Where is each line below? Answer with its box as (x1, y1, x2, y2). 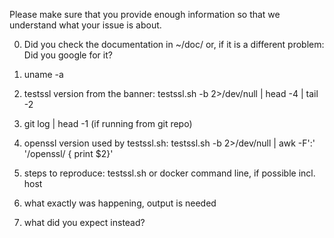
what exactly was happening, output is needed (23, 197, 217, 209)
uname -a (23, 69, 64, 80)
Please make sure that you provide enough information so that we (9, 9, 281, 20)
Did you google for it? (23, 49, 113, 61)
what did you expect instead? (23, 217, 146, 228)
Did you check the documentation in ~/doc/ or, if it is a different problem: (23, 39, 325, 50)
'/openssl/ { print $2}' (23, 148, 114, 159)
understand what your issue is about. (9, 19, 162, 31)
